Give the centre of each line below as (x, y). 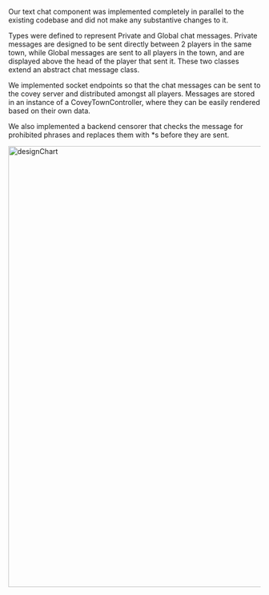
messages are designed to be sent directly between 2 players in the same (130, 44)
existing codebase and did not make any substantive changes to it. (118, 20)
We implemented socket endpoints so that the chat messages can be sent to (134, 85)
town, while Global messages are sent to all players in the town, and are (126, 53)
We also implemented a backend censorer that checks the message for (126, 126)
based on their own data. (49, 111)
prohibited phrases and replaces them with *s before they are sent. (119, 135)
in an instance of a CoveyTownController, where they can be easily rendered (134, 102)
